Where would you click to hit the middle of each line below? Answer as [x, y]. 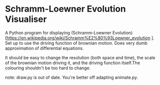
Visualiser [26, 19]
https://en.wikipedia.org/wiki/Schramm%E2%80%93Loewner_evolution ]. [80, 38]
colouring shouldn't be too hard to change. [48, 68]
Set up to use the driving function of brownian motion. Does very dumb [76, 43]
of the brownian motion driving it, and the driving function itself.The [72, 63]
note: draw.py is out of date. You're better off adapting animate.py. [72, 77]
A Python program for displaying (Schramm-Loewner [58, 33]
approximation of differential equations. [44, 48]
